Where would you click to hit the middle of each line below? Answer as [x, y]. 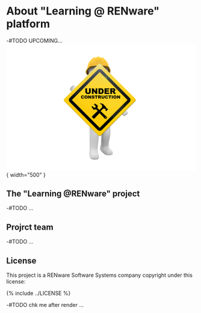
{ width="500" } [26, 175]
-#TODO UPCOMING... [35, 40]
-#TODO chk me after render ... [45, 305]
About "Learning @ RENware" [83, 11]
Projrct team [30, 227]
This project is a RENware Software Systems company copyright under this [99, 275]
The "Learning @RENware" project [73, 194]
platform [28, 24]
